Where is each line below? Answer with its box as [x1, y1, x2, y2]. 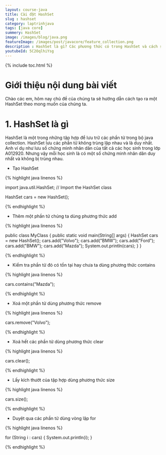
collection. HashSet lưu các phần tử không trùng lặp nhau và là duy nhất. [5, 140, 153, 146]
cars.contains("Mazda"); [5, 281, 55, 287]
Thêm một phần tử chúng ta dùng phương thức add [12, 213, 117, 219]
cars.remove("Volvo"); [5, 319, 51, 325]
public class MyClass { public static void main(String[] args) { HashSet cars [5, 232, 158, 238]
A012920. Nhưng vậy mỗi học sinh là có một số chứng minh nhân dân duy [5, 150, 156, 156]
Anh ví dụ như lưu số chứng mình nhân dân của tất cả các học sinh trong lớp [5, 145, 161, 151]
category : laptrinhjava [5, 21, 54, 26]
